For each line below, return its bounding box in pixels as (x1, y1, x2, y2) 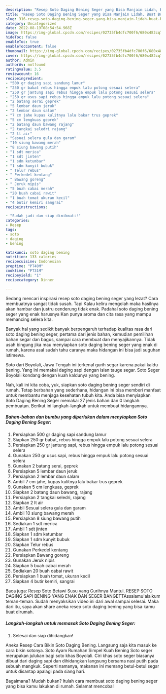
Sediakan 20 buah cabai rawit (12, 568, 73, 574)
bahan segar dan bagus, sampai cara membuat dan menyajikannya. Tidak (5, 336, 156, 342)
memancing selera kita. (5, 316, 53, 322)
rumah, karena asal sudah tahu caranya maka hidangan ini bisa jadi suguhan (5, 347, 161, 353)
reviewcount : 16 (5, 72, 39, 77)
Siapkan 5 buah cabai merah (12, 563, 71, 569)
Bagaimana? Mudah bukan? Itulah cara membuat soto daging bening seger (5, 678, 158, 684)
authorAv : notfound (5, 62, 46, 67)
